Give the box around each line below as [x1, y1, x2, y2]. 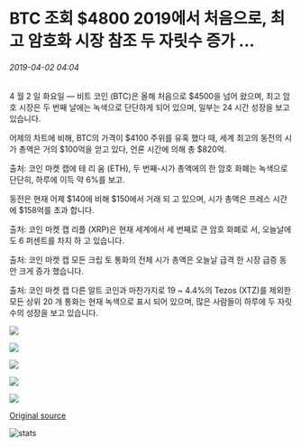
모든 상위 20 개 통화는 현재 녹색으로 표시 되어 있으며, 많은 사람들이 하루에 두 [9, 296, 276, 307]
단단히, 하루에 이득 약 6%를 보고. [9, 174, 125, 185]
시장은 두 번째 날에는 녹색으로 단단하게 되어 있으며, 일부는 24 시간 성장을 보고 [18, 102, 290, 113]
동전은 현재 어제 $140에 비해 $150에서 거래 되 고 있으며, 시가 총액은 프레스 [9, 193, 271, 204]
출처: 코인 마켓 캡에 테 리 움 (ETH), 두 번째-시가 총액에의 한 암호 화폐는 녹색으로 [9, 163, 288, 174]
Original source [9, 410, 67, 421]
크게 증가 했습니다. [18, 265, 84, 276]
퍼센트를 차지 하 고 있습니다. [25, 236, 124, 247]
